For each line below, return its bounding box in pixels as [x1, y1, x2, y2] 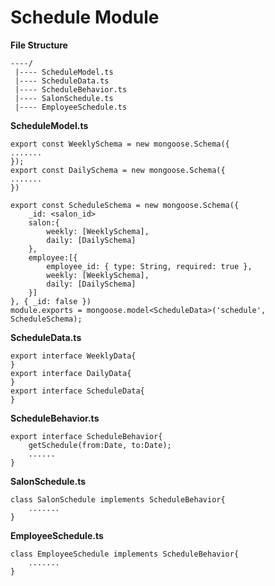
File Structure [10, 39, 68, 51]
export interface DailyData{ [10, 368, 132, 378]
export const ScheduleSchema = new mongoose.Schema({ [10, 200, 240, 210]
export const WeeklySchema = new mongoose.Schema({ [10, 139, 230, 149]
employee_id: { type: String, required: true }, [46, 261, 253, 271]
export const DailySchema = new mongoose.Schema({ [10, 165, 226, 175]
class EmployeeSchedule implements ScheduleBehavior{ [10, 549, 240, 559]
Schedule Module [10, 6, 160, 29]
